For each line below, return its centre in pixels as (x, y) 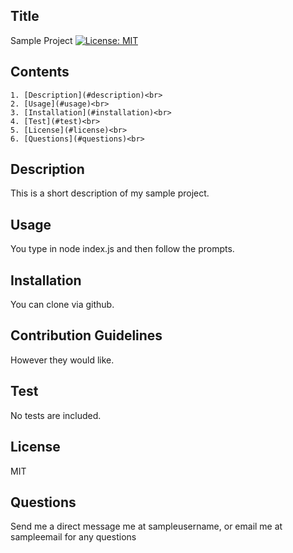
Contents (40, 72)
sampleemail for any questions (73, 537)
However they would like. (62, 360)
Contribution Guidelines (86, 335)
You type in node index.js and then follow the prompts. (122, 249)
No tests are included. (56, 415)
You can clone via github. (62, 305)
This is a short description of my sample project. (110, 193)
